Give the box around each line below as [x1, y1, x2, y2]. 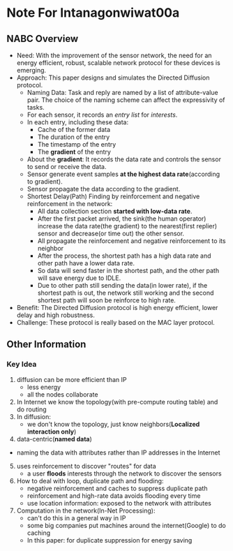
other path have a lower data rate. [37, 259, 135, 267]
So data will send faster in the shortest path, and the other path [37, 267, 220, 274]
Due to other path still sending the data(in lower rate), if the [37, 281, 208, 289]
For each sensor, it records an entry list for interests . [27, 110, 178, 119]
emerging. [16, 66, 47, 74]
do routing [16, 405, 47, 413]
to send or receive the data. [27, 163, 107, 170]
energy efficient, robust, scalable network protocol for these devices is [16, 59, 220, 67]
